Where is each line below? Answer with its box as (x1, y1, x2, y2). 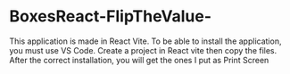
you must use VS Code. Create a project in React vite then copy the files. (9, 45, 278, 55)
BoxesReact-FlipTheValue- (9, 6, 212, 27)
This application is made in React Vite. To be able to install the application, (9, 36, 282, 46)
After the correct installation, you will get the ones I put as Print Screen (9, 54, 269, 65)
